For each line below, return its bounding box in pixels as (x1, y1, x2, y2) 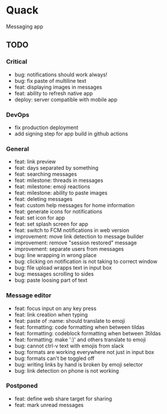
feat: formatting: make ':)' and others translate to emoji (14, 336, 146, 343)
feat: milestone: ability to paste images (14, 189, 108, 197)
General (6, 144, 29, 153)
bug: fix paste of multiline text (14, 77, 86, 84)
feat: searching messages (14, 171, 77, 178)
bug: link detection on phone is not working (14, 367, 119, 374)
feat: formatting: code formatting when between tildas (14, 324, 145, 331)
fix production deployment (14, 124, 79, 131)
